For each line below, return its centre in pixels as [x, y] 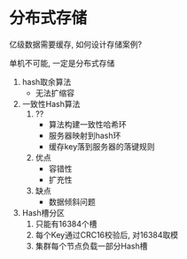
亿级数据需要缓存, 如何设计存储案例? [76, 44]
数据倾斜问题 [72, 202]
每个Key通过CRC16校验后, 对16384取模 [107, 234]
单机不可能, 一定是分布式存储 [62, 63]
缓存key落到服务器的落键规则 [101, 146]
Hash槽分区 [43, 212]
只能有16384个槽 [66, 224]
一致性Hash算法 [51, 103]
